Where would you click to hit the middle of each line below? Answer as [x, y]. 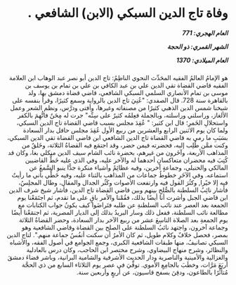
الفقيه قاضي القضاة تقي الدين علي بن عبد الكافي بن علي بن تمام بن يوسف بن [126, 85]
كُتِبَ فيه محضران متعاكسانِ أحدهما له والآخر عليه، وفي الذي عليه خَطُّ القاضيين [126, 160]
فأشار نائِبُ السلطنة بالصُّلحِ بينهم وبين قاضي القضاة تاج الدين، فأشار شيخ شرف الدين [118, 190]
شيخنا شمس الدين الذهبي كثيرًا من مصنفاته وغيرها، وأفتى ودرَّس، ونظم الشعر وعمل [119, 108]
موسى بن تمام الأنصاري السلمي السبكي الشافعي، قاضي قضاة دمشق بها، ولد [128, 93]
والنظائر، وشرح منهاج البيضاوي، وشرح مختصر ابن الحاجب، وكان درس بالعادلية [127, 250]
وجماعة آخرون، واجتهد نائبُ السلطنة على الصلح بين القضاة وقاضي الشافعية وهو [125, 227]
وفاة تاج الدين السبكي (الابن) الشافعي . [127, 13]
